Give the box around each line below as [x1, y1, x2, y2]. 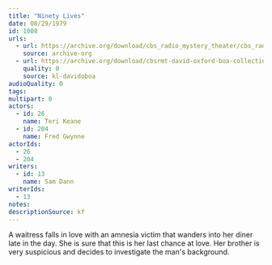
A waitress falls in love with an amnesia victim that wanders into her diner [8, 230, 253, 240]
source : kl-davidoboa [23, 72, 96, 80]
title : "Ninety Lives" [8, 11, 85, 20]
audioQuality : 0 [8, 79, 63, 88]
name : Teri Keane [23, 118, 82, 126]
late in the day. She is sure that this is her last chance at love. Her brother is [8, 238, 260, 248]
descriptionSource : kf [8, 207, 85, 216]
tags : [8, 87, 27, 96]
